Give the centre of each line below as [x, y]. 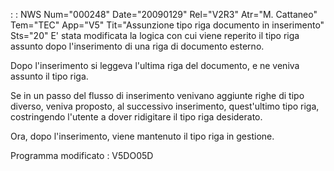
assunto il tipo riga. [49, 76]
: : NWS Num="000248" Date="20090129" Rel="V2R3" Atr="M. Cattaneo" [164, 14]
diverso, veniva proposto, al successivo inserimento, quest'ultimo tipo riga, [165, 106]
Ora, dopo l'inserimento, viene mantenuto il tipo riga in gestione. [142, 136]
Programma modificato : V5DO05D [82, 155]
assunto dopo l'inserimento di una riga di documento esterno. [137, 46]
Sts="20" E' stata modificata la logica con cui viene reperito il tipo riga [155, 35]
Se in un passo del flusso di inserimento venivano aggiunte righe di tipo [157, 95]
